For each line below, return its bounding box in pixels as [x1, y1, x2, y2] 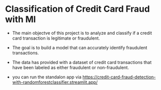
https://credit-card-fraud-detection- [82, 74, 156, 80]
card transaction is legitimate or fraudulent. [12, 35, 100, 41]
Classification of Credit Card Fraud [5, 3, 150, 15]
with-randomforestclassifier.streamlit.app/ [12, 79, 98, 85]
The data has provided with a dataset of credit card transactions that [12, 59, 152, 65]
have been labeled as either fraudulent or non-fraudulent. [12, 65, 129, 70]
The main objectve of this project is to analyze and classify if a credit [12, 30, 152, 36]
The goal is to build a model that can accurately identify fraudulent [12, 45, 148, 50]
